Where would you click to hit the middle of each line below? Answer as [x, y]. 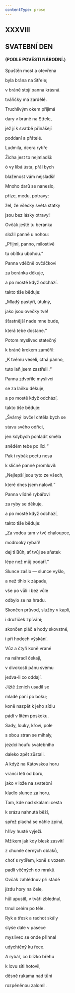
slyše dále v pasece [26, 927]
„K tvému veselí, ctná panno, [35, 359]
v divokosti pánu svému [29, 667]
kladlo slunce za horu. [28, 793]
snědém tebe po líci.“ [27, 446]
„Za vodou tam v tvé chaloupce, [38, 533]
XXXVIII [18, 30]
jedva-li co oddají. [24, 677]
